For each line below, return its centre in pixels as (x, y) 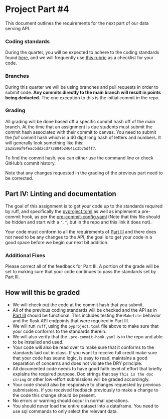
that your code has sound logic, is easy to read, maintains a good (80, 358)
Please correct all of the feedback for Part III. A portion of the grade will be (82, 266)
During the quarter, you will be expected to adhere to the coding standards (82, 52)
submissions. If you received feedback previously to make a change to (86, 390)
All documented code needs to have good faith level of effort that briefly (87, 368)
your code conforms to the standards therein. (59, 331)
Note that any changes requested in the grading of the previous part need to (84, 173)
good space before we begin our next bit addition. (57, 242)
